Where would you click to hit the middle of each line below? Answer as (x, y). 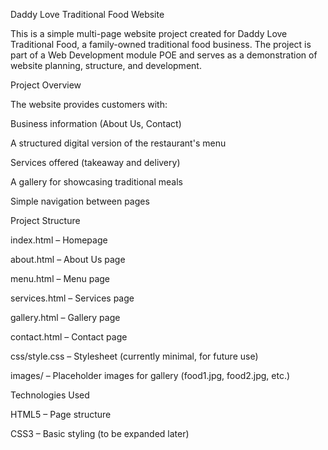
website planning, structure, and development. (106, 65)
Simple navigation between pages (80, 201)
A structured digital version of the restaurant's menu (118, 143)
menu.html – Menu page (60, 278)
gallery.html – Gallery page (65, 317)
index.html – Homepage (59, 240)
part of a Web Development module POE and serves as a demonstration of (164, 55)
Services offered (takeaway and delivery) (95, 162)
